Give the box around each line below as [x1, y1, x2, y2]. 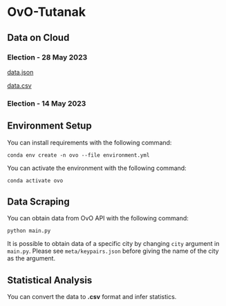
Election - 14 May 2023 [7, 98, 86, 108]
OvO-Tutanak [7, 4, 86, 20]
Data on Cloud [7, 32, 70, 44]
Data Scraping [7, 196, 70, 207]
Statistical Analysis [7, 274, 93, 286]
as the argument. [7, 254, 56, 262]
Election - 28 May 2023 [7, 52, 88, 62]
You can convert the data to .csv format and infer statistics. [7, 293, 177, 301]
